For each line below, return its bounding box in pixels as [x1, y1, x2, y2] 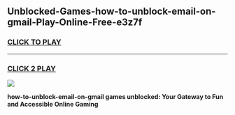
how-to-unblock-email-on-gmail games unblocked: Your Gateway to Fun [7, 92, 224, 100]
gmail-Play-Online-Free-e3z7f [7, 17, 143, 29]
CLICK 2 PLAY [7, 63, 56, 73]
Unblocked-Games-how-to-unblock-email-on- [7, 6, 216, 17]
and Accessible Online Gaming [7, 100, 99, 108]
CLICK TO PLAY [7, 38, 62, 47]
